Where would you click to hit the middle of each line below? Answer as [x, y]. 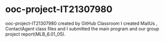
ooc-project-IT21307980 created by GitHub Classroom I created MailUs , [81, 23]
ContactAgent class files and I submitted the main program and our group [82, 28]
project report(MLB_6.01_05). [36, 34]
